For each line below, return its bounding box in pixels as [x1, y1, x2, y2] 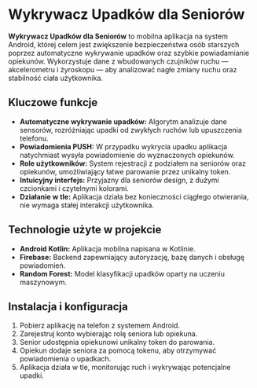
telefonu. [19, 134, 49, 143]
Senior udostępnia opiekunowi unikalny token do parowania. [19, 338, 215, 347]
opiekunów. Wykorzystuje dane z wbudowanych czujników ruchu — [8, 57, 229, 66]
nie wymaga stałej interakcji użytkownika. [19, 200, 155, 210]
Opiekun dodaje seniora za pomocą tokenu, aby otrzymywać [19, 346, 217, 355]
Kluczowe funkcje [8, 96, 98, 109]
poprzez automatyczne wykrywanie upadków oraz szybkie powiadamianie [8, 48, 250, 57]
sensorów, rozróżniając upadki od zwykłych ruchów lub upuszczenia [19, 125, 242, 134]
